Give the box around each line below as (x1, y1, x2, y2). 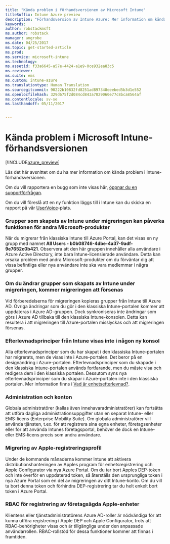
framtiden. (5, 533, 27, 539)
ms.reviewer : (5, 69, 33, 74)
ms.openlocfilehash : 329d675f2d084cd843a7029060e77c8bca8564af (5, 92, 142, 97)
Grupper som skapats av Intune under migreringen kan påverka (5, 217, 164, 224)
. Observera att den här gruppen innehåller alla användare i (37, 246, 161, 252)
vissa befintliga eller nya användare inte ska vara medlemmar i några (5, 262, 148, 268)
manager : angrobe (5, 36, 42, 41)
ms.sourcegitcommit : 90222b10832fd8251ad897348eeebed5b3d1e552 (5, 87, 142, 92)
